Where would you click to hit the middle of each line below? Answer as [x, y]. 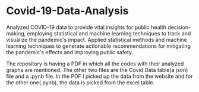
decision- [179, 27]
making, [16, 33]
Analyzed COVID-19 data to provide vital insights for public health [86, 27]
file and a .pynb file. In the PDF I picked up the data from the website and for [99, 76]
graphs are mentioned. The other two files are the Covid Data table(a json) [97, 70]
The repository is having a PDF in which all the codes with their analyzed [95, 64]
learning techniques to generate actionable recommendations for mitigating [99, 46]
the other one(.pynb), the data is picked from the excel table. [80, 82]
